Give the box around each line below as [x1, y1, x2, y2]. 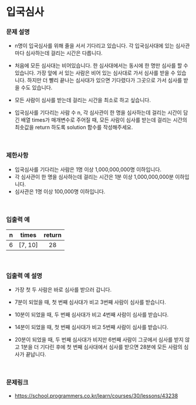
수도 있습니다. [21, 84, 53, 91]
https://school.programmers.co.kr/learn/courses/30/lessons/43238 [14, 392, 178, 399]
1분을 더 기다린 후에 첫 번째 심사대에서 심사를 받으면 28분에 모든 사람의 [21, 343, 183, 350]
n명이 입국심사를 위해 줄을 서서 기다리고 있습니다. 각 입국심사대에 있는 [14, 42, 174, 49]
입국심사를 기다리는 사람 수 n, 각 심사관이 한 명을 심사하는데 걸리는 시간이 [14, 109, 182, 116]
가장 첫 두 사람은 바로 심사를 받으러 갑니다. [14, 286, 112, 293]
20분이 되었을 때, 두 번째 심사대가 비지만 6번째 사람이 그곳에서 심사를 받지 [14, 336, 184, 343]
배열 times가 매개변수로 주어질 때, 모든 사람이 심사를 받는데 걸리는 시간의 [21, 116, 188, 123]
